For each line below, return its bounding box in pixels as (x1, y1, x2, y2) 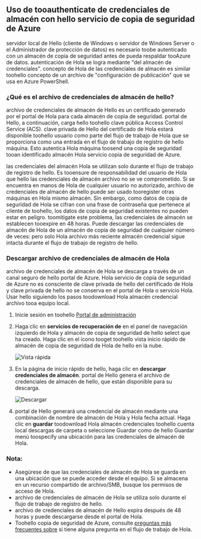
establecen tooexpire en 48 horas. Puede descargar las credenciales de (6, 220, 184, 227)
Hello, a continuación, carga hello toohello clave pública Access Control (6, 119, 184, 127)
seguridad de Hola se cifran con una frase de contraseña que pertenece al (6, 201, 190, 208)
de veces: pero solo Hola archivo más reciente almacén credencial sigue (6, 233, 185, 240)
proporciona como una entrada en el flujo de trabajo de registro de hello (6, 138, 184, 146)
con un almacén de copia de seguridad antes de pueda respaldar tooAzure (6, 52, 191, 59)
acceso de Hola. (14, 487, 56, 495)
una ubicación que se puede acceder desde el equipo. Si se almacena (14, 474, 188, 482)
